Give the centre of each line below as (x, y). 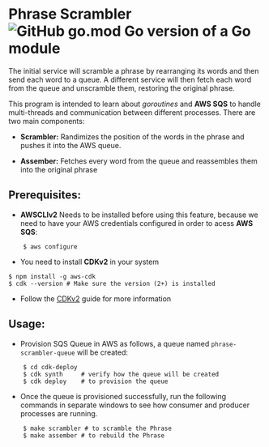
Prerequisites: (45, 195)
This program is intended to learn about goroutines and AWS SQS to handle (134, 104)
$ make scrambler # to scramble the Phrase (98, 428)
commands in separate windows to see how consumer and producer (134, 405)
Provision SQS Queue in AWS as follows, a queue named (115, 343)
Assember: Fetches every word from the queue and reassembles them (139, 161)
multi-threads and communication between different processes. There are (132, 112)
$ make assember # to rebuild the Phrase (94, 435)
